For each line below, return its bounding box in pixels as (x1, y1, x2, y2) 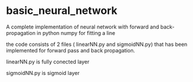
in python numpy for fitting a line (36, 29, 116, 36)
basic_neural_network (6, 4, 117, 17)
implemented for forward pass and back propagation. (6, 47, 136, 54)
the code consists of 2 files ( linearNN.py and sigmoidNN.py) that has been (6, 41, 188, 48)
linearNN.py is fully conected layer (6, 58, 90, 65)
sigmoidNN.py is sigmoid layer (6, 69, 80, 76)
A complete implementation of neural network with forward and (6, 23, 160, 30)
